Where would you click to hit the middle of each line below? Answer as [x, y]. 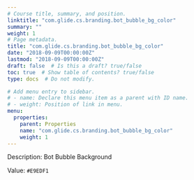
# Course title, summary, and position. [67, 14]
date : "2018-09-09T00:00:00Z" [51, 53]
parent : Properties [48, 124]
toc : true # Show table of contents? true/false [81, 72]
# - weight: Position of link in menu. [65, 105]
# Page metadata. [32, 40]
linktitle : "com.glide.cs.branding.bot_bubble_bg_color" [92, 20]
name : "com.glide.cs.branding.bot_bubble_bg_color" [96, 130]
